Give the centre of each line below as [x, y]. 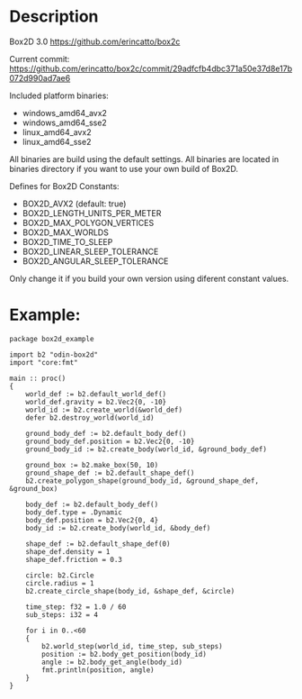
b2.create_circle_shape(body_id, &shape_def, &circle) [130, 591]
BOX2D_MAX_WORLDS [66, 232]
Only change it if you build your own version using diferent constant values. [149, 278]
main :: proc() [38, 378]
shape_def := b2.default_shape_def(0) [98, 544]
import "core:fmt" [44, 362]
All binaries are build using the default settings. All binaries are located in [144, 159]
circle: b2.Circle [60, 575]
